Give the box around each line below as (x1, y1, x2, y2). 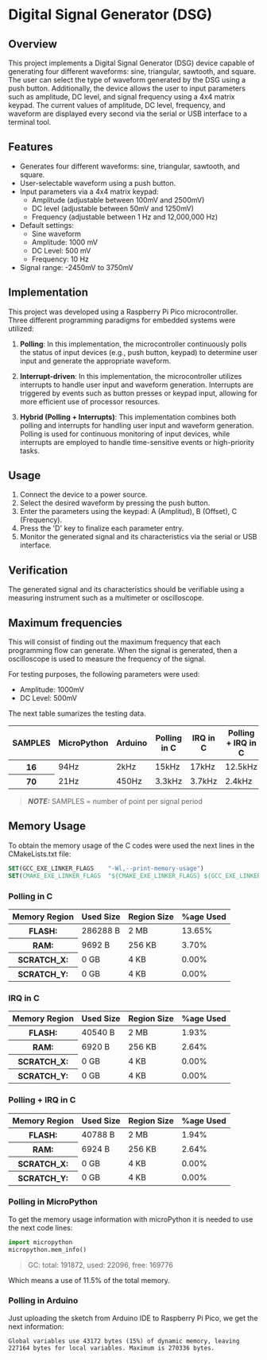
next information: (8, 1321, 64, 1331)
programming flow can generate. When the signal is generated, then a (8, 646, 238, 655)
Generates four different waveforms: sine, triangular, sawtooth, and (19, 161, 240, 171)
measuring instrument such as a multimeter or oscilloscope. (8, 593, 204, 603)
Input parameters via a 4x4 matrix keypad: (19, 187, 159, 196)
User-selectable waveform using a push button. (19, 178, 176, 187)
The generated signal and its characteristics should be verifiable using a (8, 585, 245, 594)
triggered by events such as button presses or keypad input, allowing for (19, 388, 258, 398)
